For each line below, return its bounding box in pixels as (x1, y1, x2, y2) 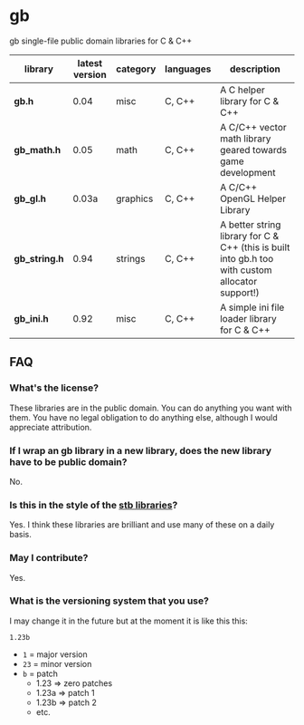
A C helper (220, 83, 265, 96)
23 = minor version (22, 658, 92, 669)
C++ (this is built (220, 241, 290, 254)
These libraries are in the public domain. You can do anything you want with (9, 402, 292, 413)
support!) (220, 286, 260, 299)
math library (220, 132, 271, 145)
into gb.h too (220, 252, 274, 265)
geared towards (220, 143, 288, 156)
